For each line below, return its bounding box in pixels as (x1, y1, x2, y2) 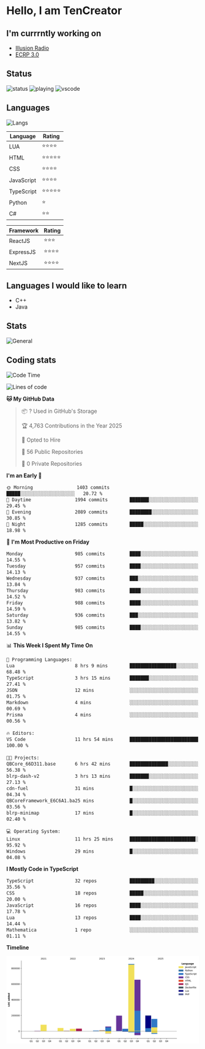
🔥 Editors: (6, 730, 35, 736)
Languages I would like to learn (6, 280, 127, 291)
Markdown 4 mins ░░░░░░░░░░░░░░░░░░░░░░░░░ (6, 699, 199, 705)
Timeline (6, 943, 29, 951)
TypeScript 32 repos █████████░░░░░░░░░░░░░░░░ (6, 878, 199, 884)
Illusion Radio (15, 44, 50, 52)
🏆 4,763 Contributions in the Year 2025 (21, 421, 122, 429)
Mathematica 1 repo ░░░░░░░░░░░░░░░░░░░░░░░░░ (6, 927, 199, 933)
